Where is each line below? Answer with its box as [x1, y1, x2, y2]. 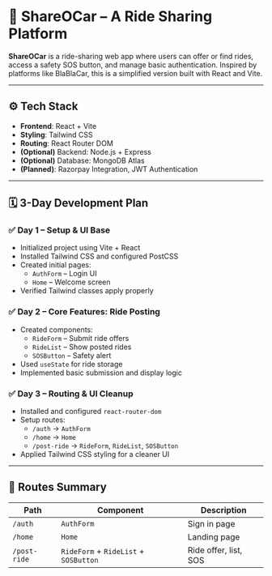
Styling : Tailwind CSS [19, 130, 93, 139]
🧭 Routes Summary [8, 480, 107, 494]
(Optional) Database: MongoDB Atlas [19, 156, 145, 165]
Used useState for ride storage [19, 359, 123, 369]
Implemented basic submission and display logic [19, 368, 182, 378]
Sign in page [187, 518, 236, 529]
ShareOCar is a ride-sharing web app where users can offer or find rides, [8, 51, 253, 61]
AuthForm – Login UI [32, 269, 97, 279]
